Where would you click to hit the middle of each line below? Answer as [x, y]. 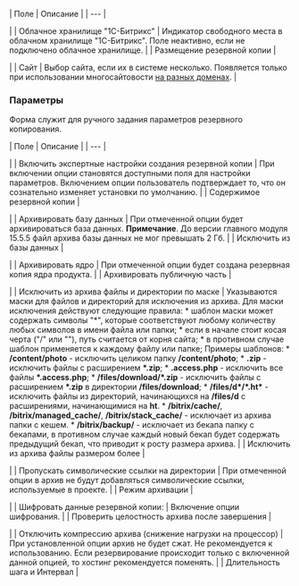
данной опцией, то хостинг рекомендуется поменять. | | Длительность [145, 563]
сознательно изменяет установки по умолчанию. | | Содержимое [135, 192]
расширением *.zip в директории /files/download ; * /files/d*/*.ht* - [139, 387]
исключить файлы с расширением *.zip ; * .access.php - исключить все [146, 368]
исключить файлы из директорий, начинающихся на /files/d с [128, 396]
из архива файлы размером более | [77, 454]
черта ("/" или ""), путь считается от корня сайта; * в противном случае [147, 339]
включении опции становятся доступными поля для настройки [130, 174]
